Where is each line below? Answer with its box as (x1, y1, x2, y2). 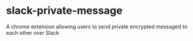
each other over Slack (6, 29, 59, 36)
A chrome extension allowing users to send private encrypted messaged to (6, 23, 188, 30)
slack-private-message (6, 4, 123, 17)
